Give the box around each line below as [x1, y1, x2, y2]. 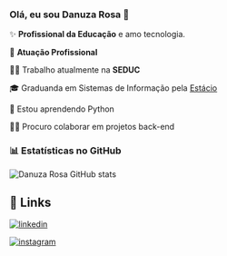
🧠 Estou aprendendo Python [9, 103, 115, 114]
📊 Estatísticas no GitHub [9, 144, 122, 157]
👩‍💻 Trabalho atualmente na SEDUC [9, 64, 141, 75]
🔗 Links [9, 194, 52, 210]
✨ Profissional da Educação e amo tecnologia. [9, 29, 186, 40]
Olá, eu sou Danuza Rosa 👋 [9, 8, 130, 21]
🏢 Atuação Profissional [9, 47, 98, 58]
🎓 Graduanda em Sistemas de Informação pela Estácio [9, 83, 218, 94]
